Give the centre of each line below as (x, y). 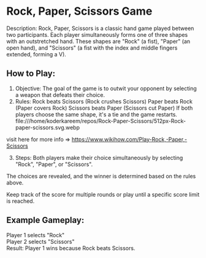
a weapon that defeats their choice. (60, 95)
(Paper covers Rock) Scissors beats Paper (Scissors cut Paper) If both (104, 108)
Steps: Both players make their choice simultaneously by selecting (99, 157)
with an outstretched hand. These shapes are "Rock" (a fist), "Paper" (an (98, 41)
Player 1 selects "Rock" (36, 235)
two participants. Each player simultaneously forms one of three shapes (97, 34)
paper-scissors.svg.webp (48, 127)
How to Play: (31, 74)
